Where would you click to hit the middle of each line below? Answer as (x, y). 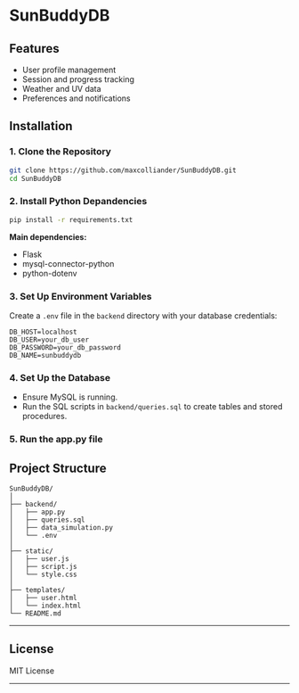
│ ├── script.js (43, 566)
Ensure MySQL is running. (70, 397)
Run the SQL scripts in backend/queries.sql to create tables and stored (152, 407)
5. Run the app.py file (57, 440)
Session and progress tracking (78, 79)
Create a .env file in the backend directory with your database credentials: (143, 315)
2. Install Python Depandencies (78, 202)
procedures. (44, 417)
